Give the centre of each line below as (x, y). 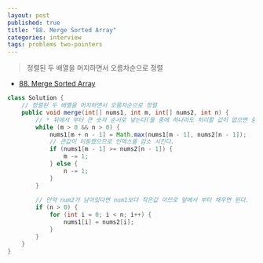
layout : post (29, 15)
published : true (34, 23)
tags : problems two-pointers (55, 45)
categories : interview (44, 37)
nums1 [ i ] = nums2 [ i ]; (99, 222)
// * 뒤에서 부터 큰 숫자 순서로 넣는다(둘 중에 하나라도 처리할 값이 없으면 (142, 120)
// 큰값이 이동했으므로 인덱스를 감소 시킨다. (112, 142)
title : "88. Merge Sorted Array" (62, 30)
